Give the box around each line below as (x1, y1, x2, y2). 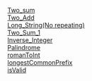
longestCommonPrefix (7, 58, 73, 66)
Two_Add (7, 13, 35, 22)
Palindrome (7, 44, 41, 51)
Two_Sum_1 (7, 28, 41, 37)
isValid (7, 66, 27, 74)
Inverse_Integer (7, 36, 53, 44)
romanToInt (7, 51, 40, 59)
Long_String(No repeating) (7, 21, 85, 29)
